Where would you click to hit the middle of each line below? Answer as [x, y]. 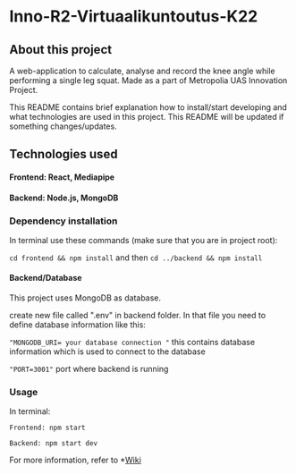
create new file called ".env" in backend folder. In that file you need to [138, 316]
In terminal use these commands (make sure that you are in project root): [144, 240]
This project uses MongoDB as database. [85, 298]
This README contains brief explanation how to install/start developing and [148, 107]
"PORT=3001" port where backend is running [89, 369]
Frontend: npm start [48, 428]
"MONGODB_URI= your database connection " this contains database [132, 343]
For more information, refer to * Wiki [75, 460]
